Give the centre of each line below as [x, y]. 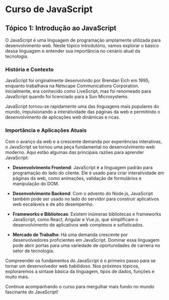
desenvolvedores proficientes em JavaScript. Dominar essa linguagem [86, 240]
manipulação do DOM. [36, 183]
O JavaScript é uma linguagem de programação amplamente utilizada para [83, 40]
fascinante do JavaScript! [32, 292]
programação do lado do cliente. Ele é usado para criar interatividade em [88, 173]
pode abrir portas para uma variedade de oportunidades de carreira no [86, 245]
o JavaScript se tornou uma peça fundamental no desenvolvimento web [80, 147]
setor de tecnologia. [33, 251]
